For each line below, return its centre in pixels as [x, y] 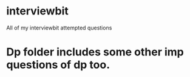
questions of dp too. [58, 65]
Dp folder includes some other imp [95, 52]
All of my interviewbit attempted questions [59, 28]
